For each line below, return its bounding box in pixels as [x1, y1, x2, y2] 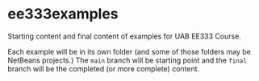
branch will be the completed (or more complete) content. [7, 63, 200, 73]
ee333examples [7, 5, 119, 23]
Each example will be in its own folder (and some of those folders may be [7, 47, 251, 56]
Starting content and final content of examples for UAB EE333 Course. [7, 31, 241, 41]
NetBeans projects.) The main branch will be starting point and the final [7, 55, 247, 65]
